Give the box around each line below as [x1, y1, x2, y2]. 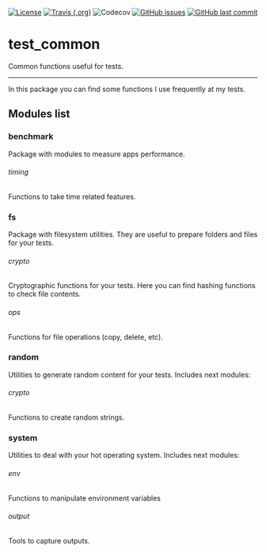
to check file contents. [8, 290, 82, 299]
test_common [8, 36, 101, 53]
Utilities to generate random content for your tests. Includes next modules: [8, 370, 251, 379]
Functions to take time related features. [8, 191, 136, 202]
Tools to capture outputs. [8, 536, 90, 545]
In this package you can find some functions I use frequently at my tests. [8, 84, 246, 94]
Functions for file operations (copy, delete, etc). [8, 332, 164, 341]
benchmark [8, 131, 54, 142]
